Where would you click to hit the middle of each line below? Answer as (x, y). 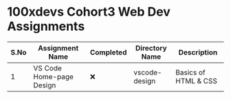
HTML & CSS (196, 81)
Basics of (190, 72)
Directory (151, 48)
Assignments (46, 26)
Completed (108, 52)
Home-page (54, 76)
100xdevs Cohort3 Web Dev (89, 12)
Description (198, 52)
